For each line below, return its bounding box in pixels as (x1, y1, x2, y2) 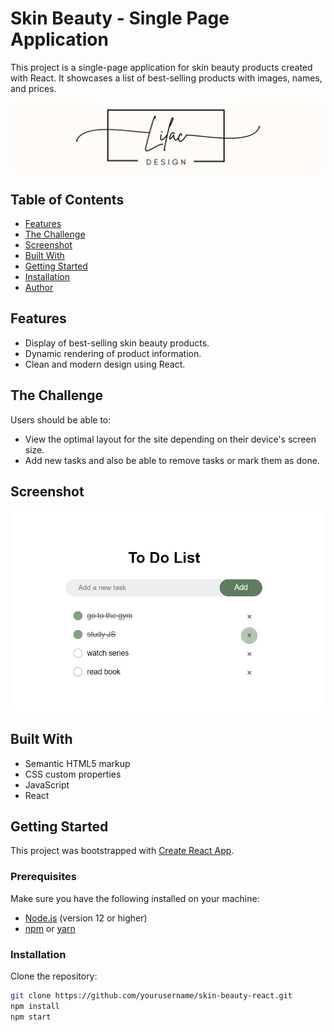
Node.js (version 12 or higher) (24, 912, 148, 924)
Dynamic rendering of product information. (24, 347, 202, 359)
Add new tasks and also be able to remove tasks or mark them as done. (24, 454, 320, 466)
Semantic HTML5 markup (24, 757, 131, 769)
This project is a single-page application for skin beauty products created (10, 61, 313, 73)
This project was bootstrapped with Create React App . (10, 845, 235, 857)
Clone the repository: (10, 970, 98, 982)
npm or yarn (24, 922, 76, 934)
